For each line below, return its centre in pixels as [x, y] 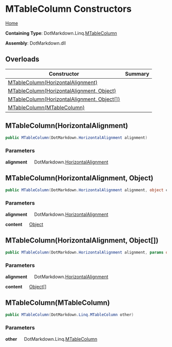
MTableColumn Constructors [69, 9]
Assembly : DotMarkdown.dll [36, 43]
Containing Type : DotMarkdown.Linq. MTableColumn [61, 33]
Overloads [22, 59]
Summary [137, 74]
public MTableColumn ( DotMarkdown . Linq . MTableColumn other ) [70, 315]
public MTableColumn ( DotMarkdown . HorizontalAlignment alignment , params [84, 252]
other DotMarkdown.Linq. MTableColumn [51, 339]
